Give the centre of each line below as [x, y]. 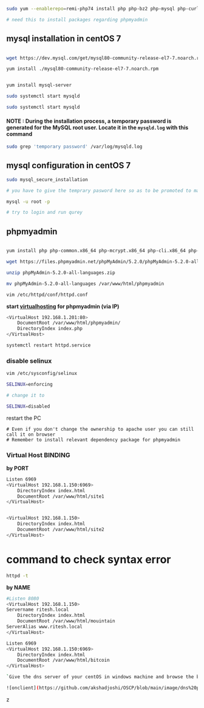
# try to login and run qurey [45, 213]
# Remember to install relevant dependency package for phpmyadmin [93, 440]
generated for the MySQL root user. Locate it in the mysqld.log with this [97, 127]
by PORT [18, 468]
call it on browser [31, 435]
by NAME [18, 587]
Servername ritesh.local [38, 610]
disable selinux [29, 360]
